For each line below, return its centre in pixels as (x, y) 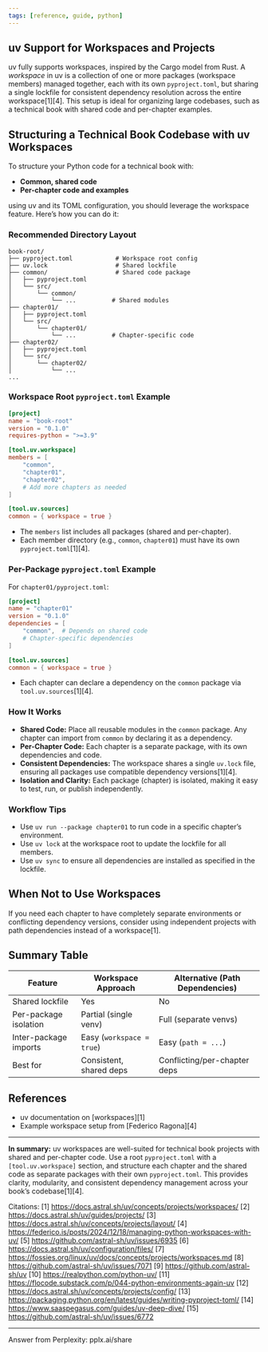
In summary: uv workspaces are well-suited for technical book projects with (134, 1149)
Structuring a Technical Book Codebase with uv (129, 134)
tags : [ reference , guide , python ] (66, 16)
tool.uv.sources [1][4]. (57, 692)
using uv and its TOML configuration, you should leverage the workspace (129, 206)
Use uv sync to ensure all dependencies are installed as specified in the (137, 860)
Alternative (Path (207, 978)
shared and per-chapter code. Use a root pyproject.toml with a (112, 1157)
